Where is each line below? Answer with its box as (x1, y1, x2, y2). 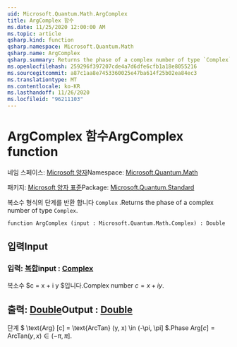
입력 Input (7, 241, 48, 253)
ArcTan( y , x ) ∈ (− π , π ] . (7, 331, 73, 340)
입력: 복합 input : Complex (7, 264, 94, 274)
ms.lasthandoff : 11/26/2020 (7, 89, 90, 96)
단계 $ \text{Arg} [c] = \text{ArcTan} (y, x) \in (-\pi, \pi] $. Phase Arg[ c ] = (7, 324, 215, 332)
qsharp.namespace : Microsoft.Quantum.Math (7, 43, 134, 50)
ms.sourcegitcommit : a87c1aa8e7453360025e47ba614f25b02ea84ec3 (7, 69, 197, 76)
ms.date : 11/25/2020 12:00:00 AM (7, 23, 106, 30)
